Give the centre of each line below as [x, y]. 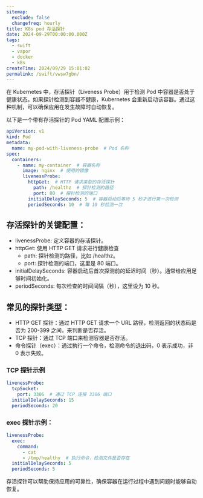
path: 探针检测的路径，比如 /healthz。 [71, 256]
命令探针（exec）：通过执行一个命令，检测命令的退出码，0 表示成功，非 [104, 345]
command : [28, 447]
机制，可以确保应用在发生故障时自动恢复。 [64, 107]
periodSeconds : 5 [34, 469]
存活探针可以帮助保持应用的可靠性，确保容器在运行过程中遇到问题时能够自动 [101, 482]
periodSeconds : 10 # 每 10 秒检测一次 [75, 204]
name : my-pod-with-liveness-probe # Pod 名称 [70, 148]
